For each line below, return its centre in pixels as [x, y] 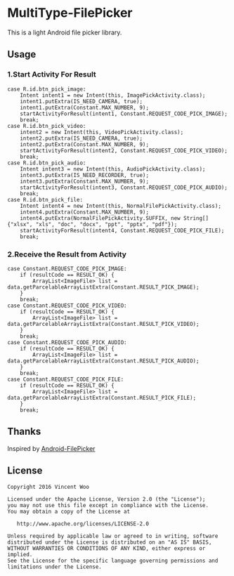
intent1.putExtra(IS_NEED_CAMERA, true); [81, 101]
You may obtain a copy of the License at [69, 511]
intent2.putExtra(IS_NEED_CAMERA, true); [81, 138]
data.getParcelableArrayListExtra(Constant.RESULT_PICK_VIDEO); [103, 324]
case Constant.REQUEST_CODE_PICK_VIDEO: [67, 306]
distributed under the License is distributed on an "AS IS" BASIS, [110, 542]
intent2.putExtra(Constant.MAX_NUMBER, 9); [85, 144]
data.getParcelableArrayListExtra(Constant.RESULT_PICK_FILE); [102, 398]
